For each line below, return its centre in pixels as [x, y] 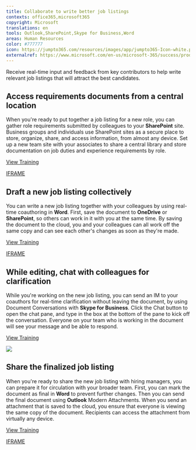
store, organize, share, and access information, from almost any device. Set [97, 138]
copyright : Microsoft [32, 22]
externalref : [22, 55]
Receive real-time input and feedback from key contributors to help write [94, 71]
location [21, 106]
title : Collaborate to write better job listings [68, 11]
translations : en [27, 28]
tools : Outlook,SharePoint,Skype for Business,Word [70, 33]
